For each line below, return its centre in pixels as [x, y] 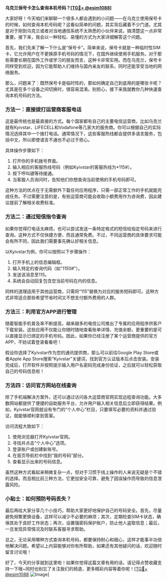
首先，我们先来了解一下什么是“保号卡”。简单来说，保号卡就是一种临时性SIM [83, 47]
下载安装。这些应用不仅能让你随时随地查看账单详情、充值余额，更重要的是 [81, 330]
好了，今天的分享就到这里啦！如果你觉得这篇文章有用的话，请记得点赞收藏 [81, 563]
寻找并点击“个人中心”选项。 [41, 443]
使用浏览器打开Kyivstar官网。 [42, 437]
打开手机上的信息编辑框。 [39, 262]
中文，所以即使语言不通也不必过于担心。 [51, 140]
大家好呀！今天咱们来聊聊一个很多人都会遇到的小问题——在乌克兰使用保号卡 [83, 18]
